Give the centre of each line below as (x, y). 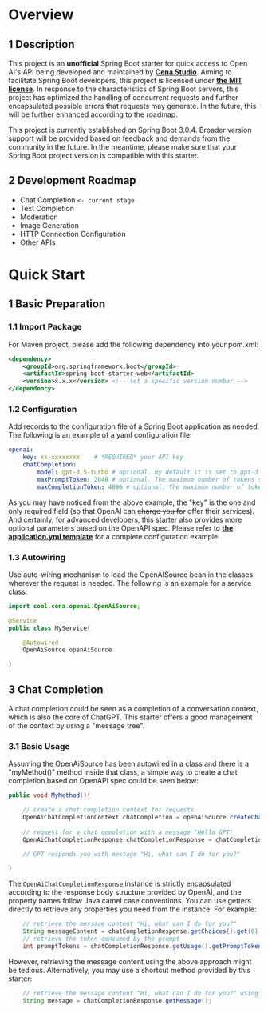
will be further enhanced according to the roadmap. (93, 114)
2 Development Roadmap (73, 180)
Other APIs (37, 242)
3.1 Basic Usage (39, 746)
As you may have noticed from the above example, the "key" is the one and (132, 502)
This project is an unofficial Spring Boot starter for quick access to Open (128, 63)
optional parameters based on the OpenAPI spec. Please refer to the (121, 528)
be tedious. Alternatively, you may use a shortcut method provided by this (130, 970)
